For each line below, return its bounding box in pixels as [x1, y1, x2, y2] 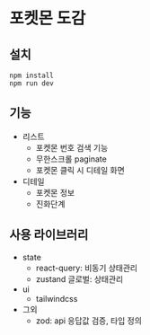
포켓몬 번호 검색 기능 [35, 142, 109, 153]
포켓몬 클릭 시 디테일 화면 [35, 164, 126, 175]
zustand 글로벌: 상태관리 [35, 273, 124, 284]
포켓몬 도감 [9, 8, 86, 29]
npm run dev [9, 79, 54, 88]
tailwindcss [35, 293, 78, 304]
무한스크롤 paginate [35, 154, 108, 164]
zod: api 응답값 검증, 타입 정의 [35, 315, 142, 326]
